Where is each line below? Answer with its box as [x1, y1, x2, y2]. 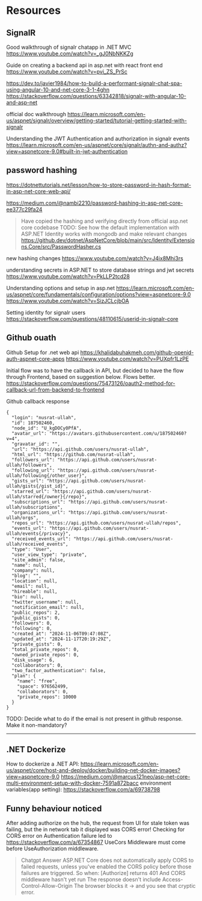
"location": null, [11, 578, 58, 584]
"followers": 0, [11, 620, 52, 626]
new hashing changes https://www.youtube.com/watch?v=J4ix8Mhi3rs [6, 254, 183, 262]
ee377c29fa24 [6, 205, 43, 213]
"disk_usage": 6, [11, 657, 55, 663]
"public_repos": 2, [11, 609, 61, 616]
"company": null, [11, 567, 55, 573]
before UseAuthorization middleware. [6, 845, 99, 852]
